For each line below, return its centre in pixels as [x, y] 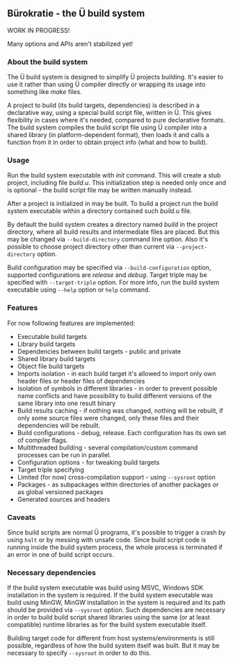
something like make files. [45, 92]
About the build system [48, 62]
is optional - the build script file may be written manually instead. [100, 190]
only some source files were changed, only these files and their [108, 418]
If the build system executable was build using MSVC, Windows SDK [105, 588]
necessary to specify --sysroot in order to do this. [79, 653]
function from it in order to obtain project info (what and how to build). [107, 142]
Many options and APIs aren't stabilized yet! [70, 44]
